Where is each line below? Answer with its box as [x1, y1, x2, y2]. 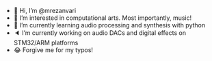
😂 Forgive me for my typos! [13, 46, 94, 54]
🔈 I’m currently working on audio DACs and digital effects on [13, 29, 187, 37]
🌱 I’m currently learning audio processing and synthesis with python [13, 21, 206, 29]
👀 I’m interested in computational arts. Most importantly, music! [13, 14, 192, 22]
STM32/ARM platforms [13, 38, 79, 47]
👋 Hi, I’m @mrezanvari [13, 7, 77, 14]
